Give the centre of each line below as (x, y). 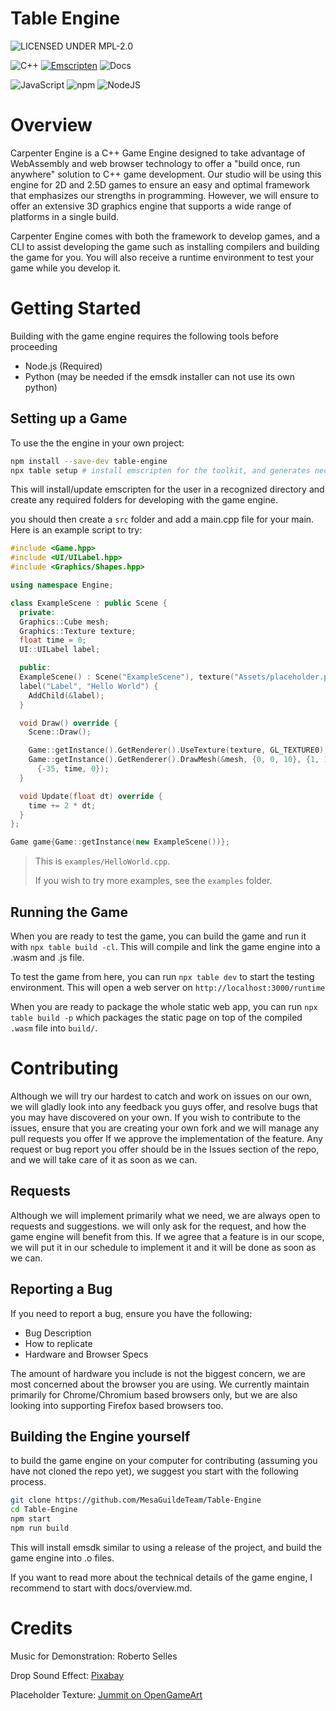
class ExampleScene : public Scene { (89, 603)
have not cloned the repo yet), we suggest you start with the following (154, 1471)
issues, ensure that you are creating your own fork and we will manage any (165, 1128)
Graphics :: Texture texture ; (78, 631)
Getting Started (76, 308)
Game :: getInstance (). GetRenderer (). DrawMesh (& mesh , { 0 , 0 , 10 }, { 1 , (174, 760)
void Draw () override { (68, 723)
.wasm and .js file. (47, 957)
